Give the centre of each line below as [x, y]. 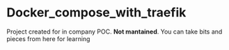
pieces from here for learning [48, 38]
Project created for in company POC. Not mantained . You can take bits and [114, 32]
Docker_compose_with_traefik [96, 13]
